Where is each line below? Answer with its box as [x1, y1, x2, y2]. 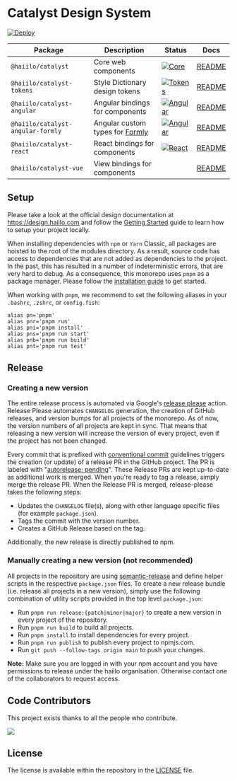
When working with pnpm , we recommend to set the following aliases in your [7, 290, 228, 299]
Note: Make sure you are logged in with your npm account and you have [7, 659, 218, 668]
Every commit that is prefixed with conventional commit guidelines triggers [7, 451, 225, 459]
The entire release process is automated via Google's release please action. [7, 399, 228, 407]
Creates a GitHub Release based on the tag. [17, 524, 145, 533]
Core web [93, 57, 126, 66]
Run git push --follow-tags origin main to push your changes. [17, 645, 205, 654]
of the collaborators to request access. [7, 674, 120, 683]
